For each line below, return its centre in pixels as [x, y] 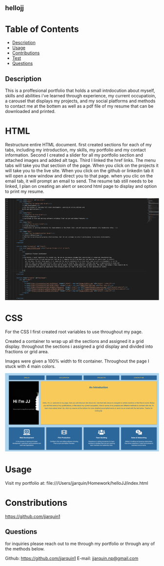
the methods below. [25, 549]
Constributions [36, 503]
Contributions [26, 53]
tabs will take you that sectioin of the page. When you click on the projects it [82, 165]
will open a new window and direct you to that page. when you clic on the [79, 176]
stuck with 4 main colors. [31, 366]
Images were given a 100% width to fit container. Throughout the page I [77, 361]
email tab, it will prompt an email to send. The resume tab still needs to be [79, 181]
